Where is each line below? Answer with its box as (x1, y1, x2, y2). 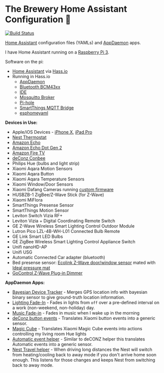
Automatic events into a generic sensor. (12, 341, 93, 347)
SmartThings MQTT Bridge (19, 105, 74, 111)
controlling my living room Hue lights (12, 331, 87, 337)
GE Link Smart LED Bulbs (12, 233, 63, 239)
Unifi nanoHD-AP (12, 244, 48, 250)
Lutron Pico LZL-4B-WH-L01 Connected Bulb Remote (12, 228, 120, 234)
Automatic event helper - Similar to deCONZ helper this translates (12, 336, 145, 342)
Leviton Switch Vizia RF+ (12, 212, 63, 218)
